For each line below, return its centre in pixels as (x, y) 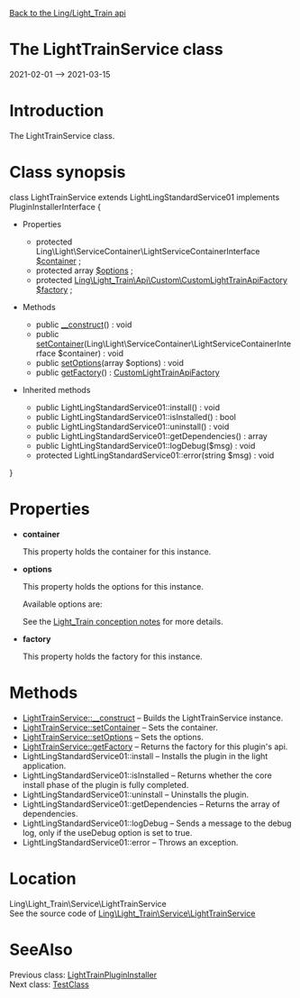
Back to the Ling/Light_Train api (68, 13)
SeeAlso (41, 949)
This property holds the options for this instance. (113, 586)
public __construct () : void (84, 325)
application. (44, 765)
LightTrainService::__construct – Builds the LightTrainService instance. (153, 718)
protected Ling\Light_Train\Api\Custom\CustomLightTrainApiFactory (162, 279)
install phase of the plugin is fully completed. (105, 784)
